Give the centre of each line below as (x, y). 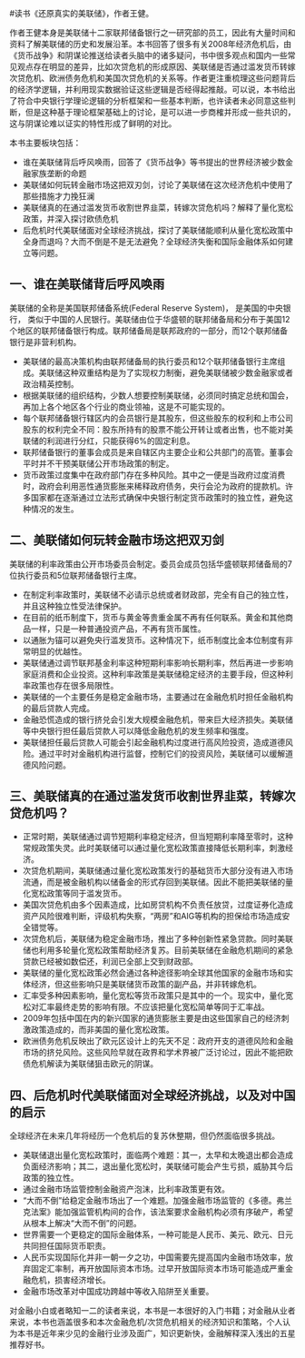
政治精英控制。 (50, 383)
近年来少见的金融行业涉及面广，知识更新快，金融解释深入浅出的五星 (168, 1333)
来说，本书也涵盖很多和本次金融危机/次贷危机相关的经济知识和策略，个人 (146, 1322)
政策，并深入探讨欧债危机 (70, 219)
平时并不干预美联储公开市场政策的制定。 (98, 463)
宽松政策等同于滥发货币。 (79, 894)
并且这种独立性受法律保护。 (74, 606)
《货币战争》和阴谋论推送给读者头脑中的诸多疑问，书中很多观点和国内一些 (148, 55)
